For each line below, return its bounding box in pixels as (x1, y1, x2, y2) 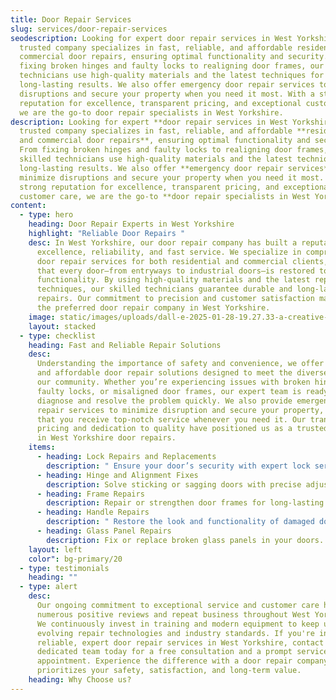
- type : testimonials (19, 563, 110, 573)
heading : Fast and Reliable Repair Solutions (28, 340, 222, 350)
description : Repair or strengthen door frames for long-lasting (46, 498, 325, 508)
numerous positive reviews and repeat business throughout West (36, 609, 311, 620)
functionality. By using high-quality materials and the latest (36, 275, 311, 285)
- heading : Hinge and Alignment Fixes (36, 470, 199, 480)
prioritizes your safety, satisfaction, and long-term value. (36, 666, 302, 676)
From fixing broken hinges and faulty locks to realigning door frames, (19, 145, 329, 155)
